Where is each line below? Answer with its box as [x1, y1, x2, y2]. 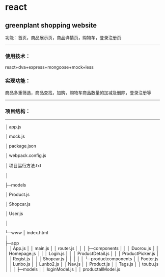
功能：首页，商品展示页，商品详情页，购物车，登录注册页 [5, 35, 121, 40]
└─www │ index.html [5, 229, 48, 235]
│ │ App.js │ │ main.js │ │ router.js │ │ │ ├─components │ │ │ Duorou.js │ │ [5, 245, 159, 251]
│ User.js [5, 211, 23, 216]
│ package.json [5, 143, 37, 149]
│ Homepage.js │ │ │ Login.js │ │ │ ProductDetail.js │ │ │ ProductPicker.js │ [5, 250, 160, 256]
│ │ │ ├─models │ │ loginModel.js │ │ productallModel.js [5, 266, 120, 272]
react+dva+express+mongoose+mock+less [5, 64, 94, 70]
